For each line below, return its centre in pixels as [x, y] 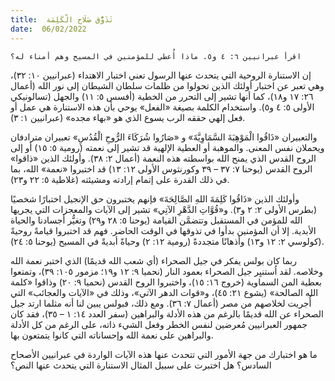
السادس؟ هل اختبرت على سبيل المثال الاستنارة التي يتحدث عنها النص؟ [141, 365]
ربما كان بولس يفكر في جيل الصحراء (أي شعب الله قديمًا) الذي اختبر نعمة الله [154, 260]
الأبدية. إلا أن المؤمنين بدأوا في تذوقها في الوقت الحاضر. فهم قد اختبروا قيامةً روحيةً [163, 230]
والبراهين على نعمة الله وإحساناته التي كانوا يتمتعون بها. [112, 335]
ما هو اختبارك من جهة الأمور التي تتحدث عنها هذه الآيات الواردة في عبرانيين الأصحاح [164, 354]
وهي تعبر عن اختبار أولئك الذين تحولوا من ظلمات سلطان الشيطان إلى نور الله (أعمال [167, 85]
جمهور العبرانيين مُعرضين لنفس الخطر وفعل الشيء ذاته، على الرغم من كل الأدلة [159, 324]
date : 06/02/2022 [48, 29]
